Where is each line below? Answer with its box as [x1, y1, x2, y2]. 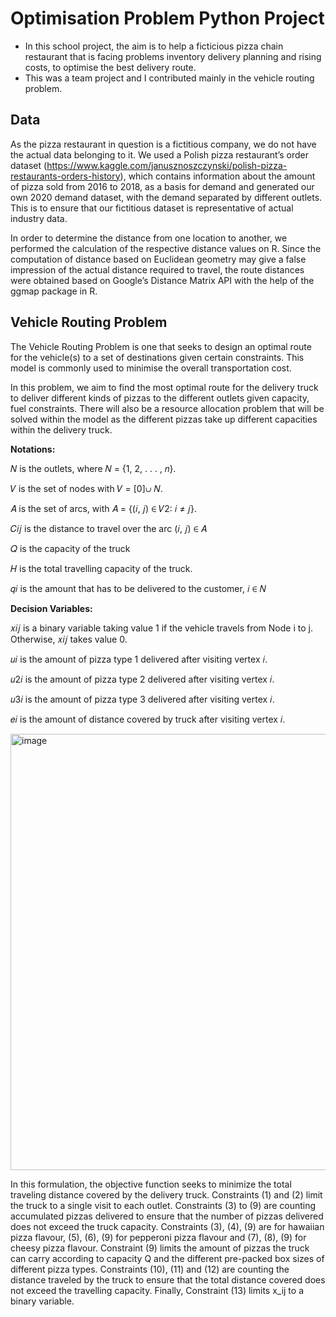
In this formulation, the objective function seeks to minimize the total [10, 1178, 292, 1190]
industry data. [10, 212, 68, 224]
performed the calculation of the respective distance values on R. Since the [10, 242, 322, 254]
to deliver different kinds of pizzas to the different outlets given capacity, [10, 392, 310, 404]
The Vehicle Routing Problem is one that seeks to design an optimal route [10, 340, 312, 352]
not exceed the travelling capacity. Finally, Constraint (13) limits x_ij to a [10, 1284, 304, 1296]
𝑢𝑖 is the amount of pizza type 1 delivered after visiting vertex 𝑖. [10, 653, 268, 665]
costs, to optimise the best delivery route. [24, 61, 197, 73]
